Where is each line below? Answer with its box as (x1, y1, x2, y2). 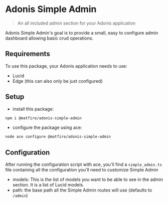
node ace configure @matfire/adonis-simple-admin (5, 134, 111, 139)
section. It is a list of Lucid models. (12, 182, 84, 188)
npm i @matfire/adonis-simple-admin (5, 115, 82, 121)
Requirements (5, 50, 50, 58)
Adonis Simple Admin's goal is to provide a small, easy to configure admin (5, 30, 158, 36)
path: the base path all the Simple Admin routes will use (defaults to (12, 187, 152, 193)
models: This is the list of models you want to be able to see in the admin (12, 176, 163, 182)
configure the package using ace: (12, 124, 82, 131)
